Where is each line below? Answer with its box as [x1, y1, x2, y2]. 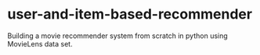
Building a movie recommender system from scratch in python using [7, 31, 228, 40]
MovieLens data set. [7, 39, 73, 48]
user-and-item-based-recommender [7, 5, 252, 23]
